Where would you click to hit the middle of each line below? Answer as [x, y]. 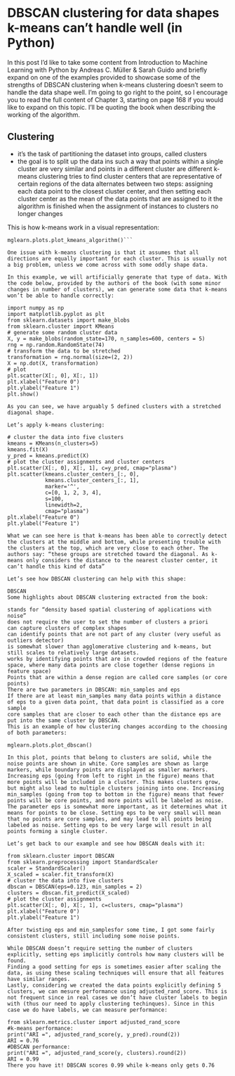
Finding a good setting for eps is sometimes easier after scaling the [114, 967]
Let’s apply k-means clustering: [56, 425]
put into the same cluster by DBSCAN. [64, 720]
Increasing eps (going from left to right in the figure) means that [111, 776]
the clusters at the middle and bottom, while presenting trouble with [114, 542]
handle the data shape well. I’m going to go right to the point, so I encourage [117, 92]
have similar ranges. [39, 979]
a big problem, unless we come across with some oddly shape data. [108, 265]
